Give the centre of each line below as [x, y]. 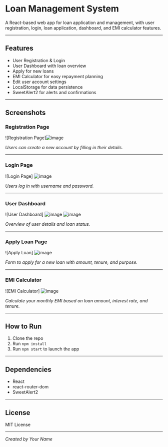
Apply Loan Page [26, 242]
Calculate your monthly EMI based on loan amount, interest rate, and [76, 300]
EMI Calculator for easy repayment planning [58, 76]
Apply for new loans [33, 71]
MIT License [18, 425]
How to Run [23, 327]
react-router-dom [30, 387]
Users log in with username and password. [49, 186]
